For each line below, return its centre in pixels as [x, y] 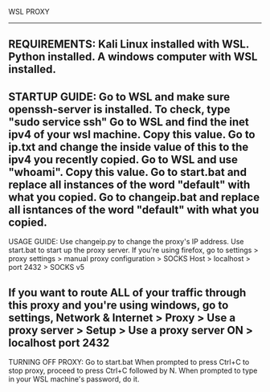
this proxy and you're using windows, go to [119, 305]
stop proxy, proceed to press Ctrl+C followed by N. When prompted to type [133, 371]
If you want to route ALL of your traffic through [127, 292]
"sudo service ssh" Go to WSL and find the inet [129, 122]
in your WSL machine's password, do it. [74, 379]
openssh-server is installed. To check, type [119, 109]
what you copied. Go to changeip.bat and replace [134, 197]
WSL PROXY [29, 12]
